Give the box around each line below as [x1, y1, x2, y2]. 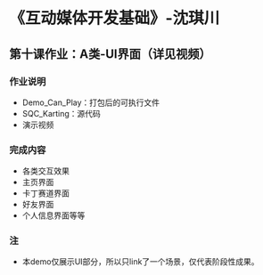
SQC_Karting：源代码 [21, 108, 101, 118]
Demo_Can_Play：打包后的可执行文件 [21, 97, 160, 108]
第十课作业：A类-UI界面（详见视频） [9, 46, 211, 61]
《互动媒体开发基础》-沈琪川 [9, 8, 220, 28]
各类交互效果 [21, 166, 70, 176]
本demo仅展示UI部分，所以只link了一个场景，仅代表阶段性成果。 [21, 256, 260, 267]
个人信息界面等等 [21, 210, 86, 221]
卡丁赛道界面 [21, 188, 70, 198]
